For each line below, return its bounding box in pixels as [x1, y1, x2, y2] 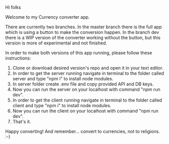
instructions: [5, 55, 31, 61]
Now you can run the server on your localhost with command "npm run [12, 86, 160, 92]
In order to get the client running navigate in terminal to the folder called [12, 97, 162, 103]
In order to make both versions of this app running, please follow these [5, 50, 152, 56]
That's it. [12, 119, 31, 124]
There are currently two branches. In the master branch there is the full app [5, 24, 162, 30]
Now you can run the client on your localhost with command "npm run [12, 108, 159, 114]
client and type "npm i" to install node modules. [12, 103, 111, 108]
